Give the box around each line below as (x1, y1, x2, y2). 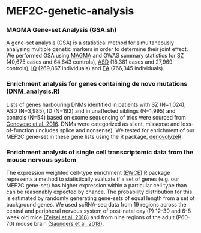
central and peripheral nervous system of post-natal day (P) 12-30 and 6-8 (6, 207, 191, 214)
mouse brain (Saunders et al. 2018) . (16, 220, 104, 228)
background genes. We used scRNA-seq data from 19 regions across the (6, 201, 187, 208)
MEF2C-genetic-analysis (6, 4, 134, 18)
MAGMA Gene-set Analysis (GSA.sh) (6, 26, 117, 34)
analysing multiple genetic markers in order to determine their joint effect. (6, 46, 188, 53)
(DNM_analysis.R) (6, 87, 60, 95)
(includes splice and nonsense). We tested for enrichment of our (35, 126, 195, 133)
